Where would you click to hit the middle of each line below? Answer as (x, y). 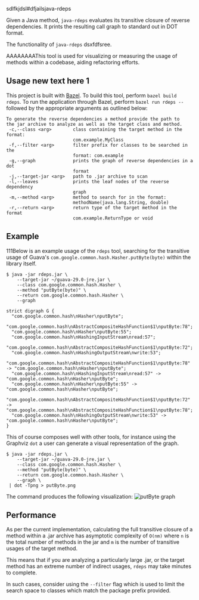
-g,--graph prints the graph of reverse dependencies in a (101, 160)
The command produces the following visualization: (69, 496)
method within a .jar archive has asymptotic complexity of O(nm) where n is (98, 536)
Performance (31, 515)
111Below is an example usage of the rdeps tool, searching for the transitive (98, 250)
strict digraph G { (30, 311)
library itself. (21, 263)
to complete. (22, 573)
